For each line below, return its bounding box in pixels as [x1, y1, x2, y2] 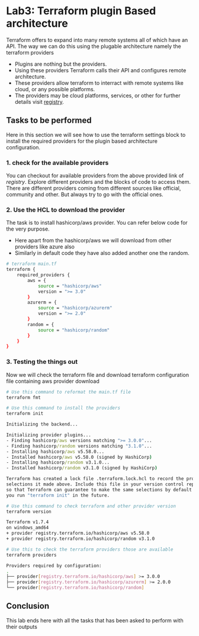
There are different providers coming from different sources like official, [6, 185, 181, 192]
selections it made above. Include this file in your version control [6, 481, 184, 487]
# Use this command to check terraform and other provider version [6, 503, 176, 509]
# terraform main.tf [6, 261, 57, 267]
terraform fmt [6, 394, 41, 401]
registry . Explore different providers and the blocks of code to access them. [6, 178, 191, 186]
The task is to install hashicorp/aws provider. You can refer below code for [6, 219, 188, 226]
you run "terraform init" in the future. [6, 492, 110, 498]
